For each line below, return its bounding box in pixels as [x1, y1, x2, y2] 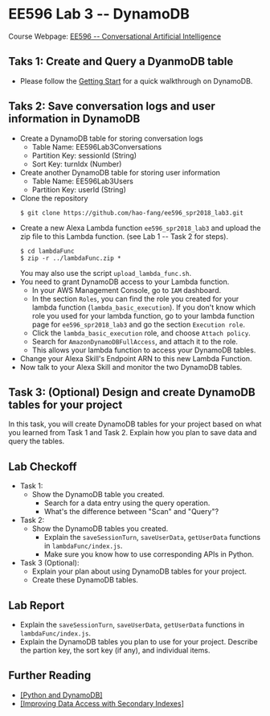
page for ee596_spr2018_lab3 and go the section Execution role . [31, 319, 245, 329]
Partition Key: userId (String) [31, 184, 127, 194]
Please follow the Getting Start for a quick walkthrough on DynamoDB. [19, 76, 253, 85]
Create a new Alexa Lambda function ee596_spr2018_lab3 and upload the [19, 223, 261, 232]
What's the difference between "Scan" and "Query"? [43, 507, 219, 516]
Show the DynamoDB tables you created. [31, 524, 169, 533]
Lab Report [8, 599, 65, 612]
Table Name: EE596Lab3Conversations [31, 142, 162, 151]
